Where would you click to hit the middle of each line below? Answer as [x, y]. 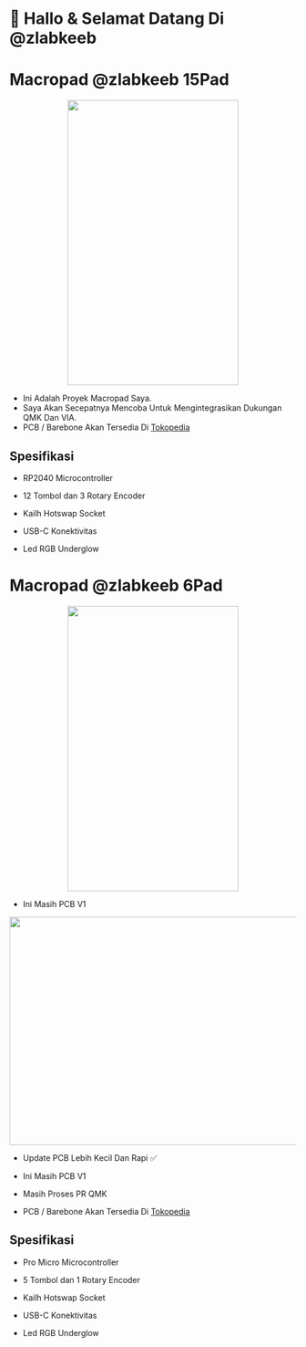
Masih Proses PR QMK [65, 1194]
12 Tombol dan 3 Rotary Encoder [84, 496]
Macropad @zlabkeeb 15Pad [119, 80]
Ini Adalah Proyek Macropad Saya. [87, 398]
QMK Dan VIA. [50, 418]
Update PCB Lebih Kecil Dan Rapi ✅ [90, 1157]
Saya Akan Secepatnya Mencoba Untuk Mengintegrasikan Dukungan [152, 408]
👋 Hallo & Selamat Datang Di [117, 19]
